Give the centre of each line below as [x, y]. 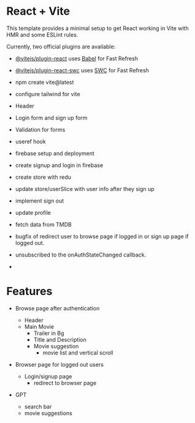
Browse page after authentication [57, 308]
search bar [38, 406]
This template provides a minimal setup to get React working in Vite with [97, 28]
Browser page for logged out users [59, 364]
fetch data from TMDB [44, 224]
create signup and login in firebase [59, 165]
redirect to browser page [65, 383]
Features [29, 291]
